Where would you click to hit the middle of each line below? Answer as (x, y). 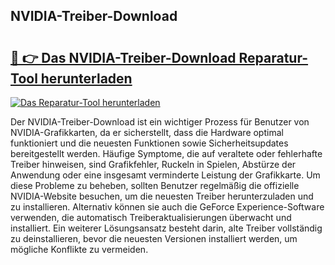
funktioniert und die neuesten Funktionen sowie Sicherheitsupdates (149, 143)
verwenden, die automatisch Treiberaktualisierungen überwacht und (151, 217)
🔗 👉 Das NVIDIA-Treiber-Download (123, 57)
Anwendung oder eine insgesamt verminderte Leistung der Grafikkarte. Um (165, 175)
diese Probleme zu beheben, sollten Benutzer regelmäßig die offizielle (155, 185)
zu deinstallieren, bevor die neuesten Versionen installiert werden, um (154, 238)
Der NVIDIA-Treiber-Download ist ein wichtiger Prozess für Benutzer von (160, 122)
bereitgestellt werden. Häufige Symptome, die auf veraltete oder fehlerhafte (166, 153)
